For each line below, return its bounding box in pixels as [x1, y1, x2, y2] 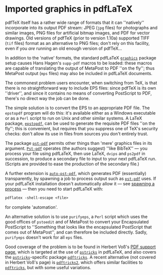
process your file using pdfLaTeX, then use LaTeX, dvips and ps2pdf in [5, 150, 145, 157]
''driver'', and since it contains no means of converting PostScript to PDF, [5, 90, 152, 96]
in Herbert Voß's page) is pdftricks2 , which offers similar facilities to [5, 259, 143, 265]
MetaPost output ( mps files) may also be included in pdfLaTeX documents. [5, 70, 152, 76]
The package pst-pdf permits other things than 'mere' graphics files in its [5, 140, 152, 146]
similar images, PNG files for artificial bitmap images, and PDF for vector [5, 30, 150, 36]
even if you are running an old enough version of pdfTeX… [5, 45, 123, 51]
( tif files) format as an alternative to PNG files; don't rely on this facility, [5, 40, 150, 46]
